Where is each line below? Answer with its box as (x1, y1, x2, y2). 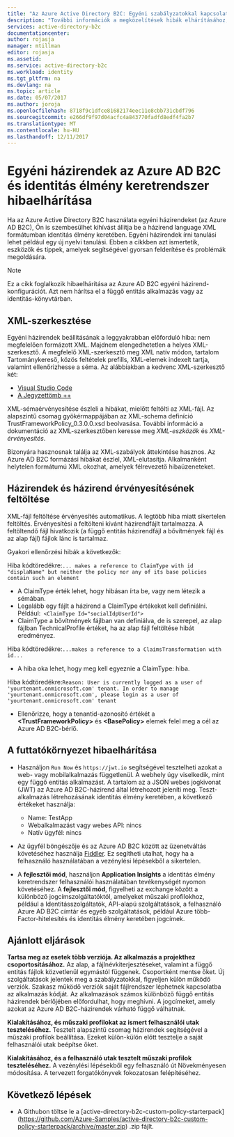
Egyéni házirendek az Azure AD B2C (7, 163, 221, 179)
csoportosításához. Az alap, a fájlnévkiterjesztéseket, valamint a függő (7, 960, 212, 969)
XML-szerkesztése (7, 315, 92, 327)
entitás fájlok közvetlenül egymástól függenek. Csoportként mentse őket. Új (7, 968, 225, 976)
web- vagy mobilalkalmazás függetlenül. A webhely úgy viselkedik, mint (17, 770, 225, 778)
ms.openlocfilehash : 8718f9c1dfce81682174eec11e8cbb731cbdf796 (7, 107, 195, 114)
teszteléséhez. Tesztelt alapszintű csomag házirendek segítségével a (7, 1026, 208, 1034)
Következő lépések (7, 1089, 92, 1101)
